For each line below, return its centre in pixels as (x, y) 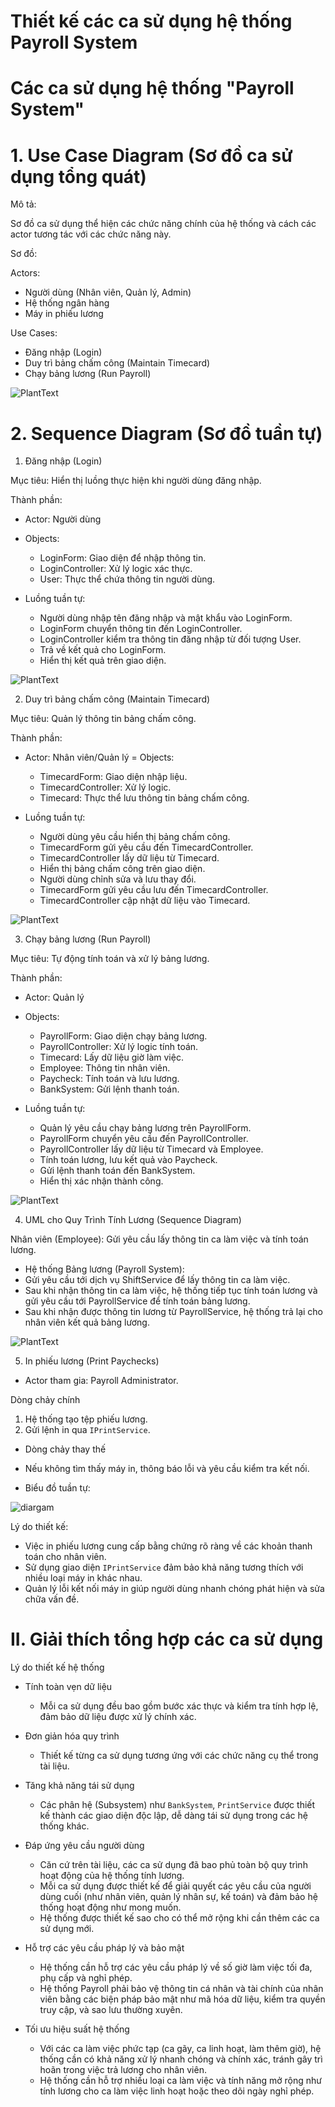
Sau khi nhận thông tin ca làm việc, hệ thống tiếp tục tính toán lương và (171, 1291)
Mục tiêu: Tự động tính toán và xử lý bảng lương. (110, 959)
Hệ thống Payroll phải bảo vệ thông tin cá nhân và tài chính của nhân (181, 1989)
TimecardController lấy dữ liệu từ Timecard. (129, 858)
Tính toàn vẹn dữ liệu (68, 1687)
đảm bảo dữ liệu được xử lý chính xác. (118, 1717)
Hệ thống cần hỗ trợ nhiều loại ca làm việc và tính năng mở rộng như (181, 2081)
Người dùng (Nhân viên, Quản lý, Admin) (108, 292)
